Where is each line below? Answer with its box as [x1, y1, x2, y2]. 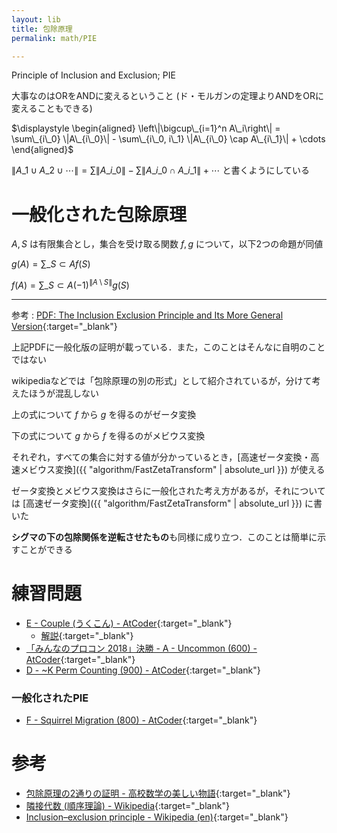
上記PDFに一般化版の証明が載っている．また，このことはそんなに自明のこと [11, 341, 326, 353]
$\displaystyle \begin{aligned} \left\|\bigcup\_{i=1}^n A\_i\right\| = [11, 122, 281, 135]
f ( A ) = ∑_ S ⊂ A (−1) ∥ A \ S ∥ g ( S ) [11, 277, 130, 291]
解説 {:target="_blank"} [40, 629, 134, 641]
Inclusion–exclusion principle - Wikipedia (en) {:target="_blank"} [25, 811, 289, 823]
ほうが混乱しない [28, 387, 99, 399]
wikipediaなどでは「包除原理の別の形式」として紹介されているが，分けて [11, 374, 313, 386]
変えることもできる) [11, 102, 93, 115]
